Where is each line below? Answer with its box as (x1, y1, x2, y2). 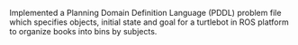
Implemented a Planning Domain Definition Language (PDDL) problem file (9, 8, 282, 18)
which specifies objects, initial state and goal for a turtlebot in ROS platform (9, 17, 290, 27)
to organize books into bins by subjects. (9, 26, 158, 36)
